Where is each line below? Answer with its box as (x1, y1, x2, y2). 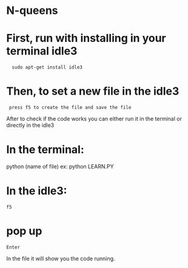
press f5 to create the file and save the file (8, 104, 132, 111)
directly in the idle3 (6, 122, 55, 129)
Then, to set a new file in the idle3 (6, 84, 180, 98)
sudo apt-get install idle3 (12, 64, 83, 70)
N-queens (6, 4, 58, 18)
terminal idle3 (6, 44, 78, 58)
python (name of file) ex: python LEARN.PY (6, 163, 114, 170)
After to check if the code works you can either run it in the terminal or (6, 115, 182, 122)
